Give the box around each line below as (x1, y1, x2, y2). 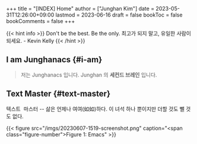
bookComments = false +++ (6, 18, 75, 24)
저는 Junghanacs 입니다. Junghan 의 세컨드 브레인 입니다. (20, 71, 157, 78)
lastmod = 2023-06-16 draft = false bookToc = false (55, 11, 183, 18)
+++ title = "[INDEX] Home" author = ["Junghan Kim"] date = (6, 5, 155, 12)
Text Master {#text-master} (6, 89, 111, 99)
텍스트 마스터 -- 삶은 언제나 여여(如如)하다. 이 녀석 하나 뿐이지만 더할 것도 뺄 (6, 105, 185, 112)
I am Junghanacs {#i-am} (6, 55, 103, 65)
